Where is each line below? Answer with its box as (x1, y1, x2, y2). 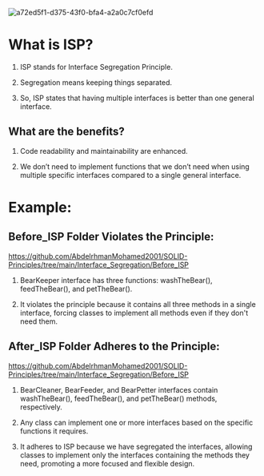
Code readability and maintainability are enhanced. (19, 146, 188, 155)
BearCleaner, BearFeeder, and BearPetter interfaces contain (19, 385, 218, 394)
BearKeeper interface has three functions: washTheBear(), (19, 275, 214, 284)
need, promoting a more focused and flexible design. (19, 458, 195, 468)
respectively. (19, 401, 62, 412)
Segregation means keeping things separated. (19, 77, 173, 87)
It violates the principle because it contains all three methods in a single (19, 299, 256, 309)
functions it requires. (19, 426, 89, 436)
